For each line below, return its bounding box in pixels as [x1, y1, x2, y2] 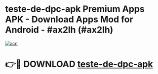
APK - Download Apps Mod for [5, 14, 133, 25]
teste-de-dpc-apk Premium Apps [5, 3, 145, 15]
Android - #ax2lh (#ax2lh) [5, 25, 114, 35]
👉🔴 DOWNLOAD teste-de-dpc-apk [5, 59, 153, 70]
